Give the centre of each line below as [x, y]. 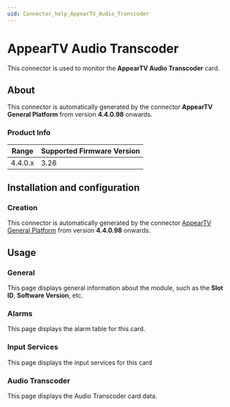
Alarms [20, 314]
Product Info [29, 133]
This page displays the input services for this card [80, 362]
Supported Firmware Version [91, 150]
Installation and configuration [74, 188]
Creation [23, 207]
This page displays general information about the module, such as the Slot [115, 288]
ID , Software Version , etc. [45, 295]
